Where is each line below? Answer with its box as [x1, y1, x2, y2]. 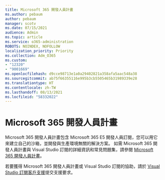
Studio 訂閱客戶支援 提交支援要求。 [5, 170, 76, 176]
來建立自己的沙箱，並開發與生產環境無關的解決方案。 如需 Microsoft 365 [5, 141, 152, 146]
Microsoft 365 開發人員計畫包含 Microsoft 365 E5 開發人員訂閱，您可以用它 [5, 134, 158, 141]
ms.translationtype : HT [5, 80, 54, 85]
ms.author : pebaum [5, 12, 43, 17]
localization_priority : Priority [5, 48, 74, 53]
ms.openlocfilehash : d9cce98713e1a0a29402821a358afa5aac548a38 [5, 72, 137, 76]
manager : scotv [5, 21, 36, 26]
